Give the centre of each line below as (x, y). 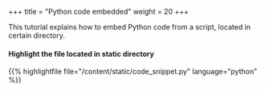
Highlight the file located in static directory (82, 53)
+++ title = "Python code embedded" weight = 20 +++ (98, 12)
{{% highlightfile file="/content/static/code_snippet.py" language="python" (133, 72)
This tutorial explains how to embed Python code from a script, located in (130, 27)
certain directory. (37, 36)
